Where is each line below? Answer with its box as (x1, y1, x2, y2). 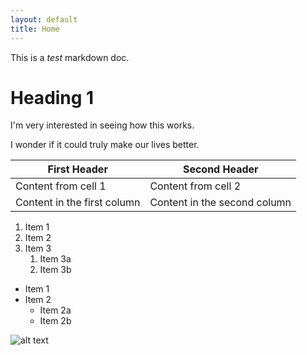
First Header (47, 162, 108, 176)
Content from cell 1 (15, 179, 107, 193)
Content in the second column (149, 196, 292, 210)
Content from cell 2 (149, 179, 242, 193)
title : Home (10, 24, 60, 34)
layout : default (10, 14, 78, 25)
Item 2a (39, 304, 72, 316)
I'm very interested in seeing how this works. (10, 119, 195, 131)
